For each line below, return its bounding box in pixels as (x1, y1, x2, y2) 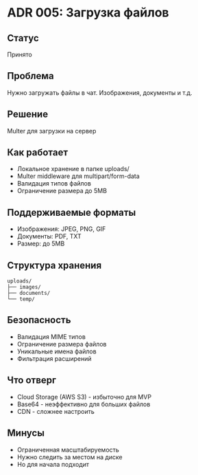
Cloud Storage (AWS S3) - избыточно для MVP (16, 393, 152, 401)
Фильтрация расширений (16, 354, 92, 362)
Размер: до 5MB (16, 239, 65, 248)
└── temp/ (7, 296, 36, 303)
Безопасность (7, 314, 71, 326)
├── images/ (7, 284, 41, 291)
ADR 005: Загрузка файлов (7, 5, 169, 21)
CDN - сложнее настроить (16, 407, 95, 415)
